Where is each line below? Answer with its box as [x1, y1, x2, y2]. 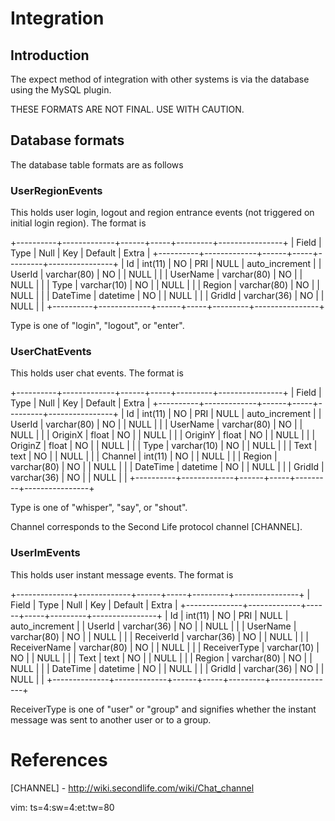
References [10, 748, 108, 771]
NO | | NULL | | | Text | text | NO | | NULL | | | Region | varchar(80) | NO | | [10, 652, 313, 664]
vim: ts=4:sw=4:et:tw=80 [10, 801, 115, 813]
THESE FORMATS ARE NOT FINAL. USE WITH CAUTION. [10, 103, 245, 115]
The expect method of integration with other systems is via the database [10, 73, 310, 85]
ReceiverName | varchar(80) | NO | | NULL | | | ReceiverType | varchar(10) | [10, 641, 320, 653]
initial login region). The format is [10, 217, 147, 229]
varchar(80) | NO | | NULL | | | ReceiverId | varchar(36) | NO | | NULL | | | [10, 630, 309, 642]
